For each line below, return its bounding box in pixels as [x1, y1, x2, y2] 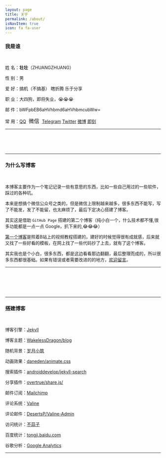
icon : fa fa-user [5, 26, 41, 31]
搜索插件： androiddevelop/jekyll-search [5, 369, 86, 375]
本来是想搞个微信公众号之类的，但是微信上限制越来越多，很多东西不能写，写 [5, 200, 161, 206]
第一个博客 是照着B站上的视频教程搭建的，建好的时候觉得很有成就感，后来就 [5, 234, 160, 240]
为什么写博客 [5, 162, 36, 169]
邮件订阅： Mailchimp [5, 390, 48, 396]
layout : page [5, 7, 32, 12]
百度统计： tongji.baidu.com [5, 432, 61, 438]
